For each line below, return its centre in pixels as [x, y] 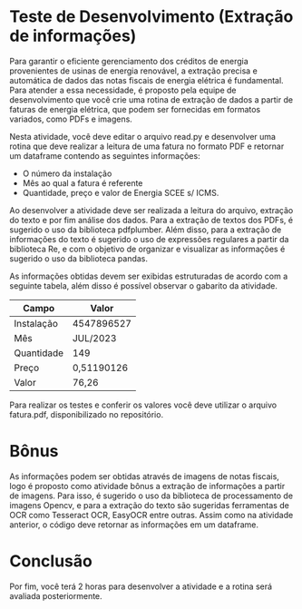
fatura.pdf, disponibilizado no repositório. [87, 414]
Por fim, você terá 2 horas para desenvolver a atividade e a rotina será [141, 586]
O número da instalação [67, 173]
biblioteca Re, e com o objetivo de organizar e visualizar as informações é [147, 249]
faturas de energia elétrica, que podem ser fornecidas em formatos [135, 109]
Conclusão [51, 561]
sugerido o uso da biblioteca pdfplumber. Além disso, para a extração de [146, 230]
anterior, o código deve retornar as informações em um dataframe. [134, 525]
